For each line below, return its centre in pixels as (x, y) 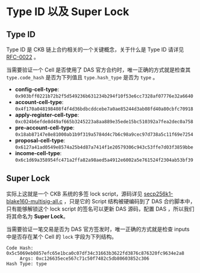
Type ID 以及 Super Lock (68, 12)
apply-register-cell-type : (47, 115)
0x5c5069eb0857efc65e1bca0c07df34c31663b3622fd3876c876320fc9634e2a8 (95, 253)
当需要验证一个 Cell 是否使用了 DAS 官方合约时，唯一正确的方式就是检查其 (98, 70)
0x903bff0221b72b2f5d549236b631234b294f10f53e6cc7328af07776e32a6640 (104, 96)
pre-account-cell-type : (45, 127)
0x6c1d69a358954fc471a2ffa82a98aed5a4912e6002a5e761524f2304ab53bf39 (104, 160)
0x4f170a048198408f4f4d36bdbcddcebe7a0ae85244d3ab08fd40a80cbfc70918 (104, 109)
